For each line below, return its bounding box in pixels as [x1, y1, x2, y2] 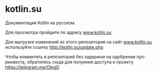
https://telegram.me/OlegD [5, 64, 60, 70]
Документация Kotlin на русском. [5, 20, 76, 26]
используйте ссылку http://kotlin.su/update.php [5, 44, 103, 50]
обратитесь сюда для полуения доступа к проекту [27, 59, 134, 65]
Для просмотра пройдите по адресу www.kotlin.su [5, 29, 112, 35]
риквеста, [5, 59, 26, 65]
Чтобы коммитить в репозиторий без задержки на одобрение [5, 53, 136, 60]
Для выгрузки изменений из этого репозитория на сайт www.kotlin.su [5, 38, 152, 45]
